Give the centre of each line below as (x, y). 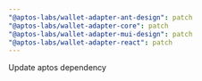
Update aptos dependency (57, 68)
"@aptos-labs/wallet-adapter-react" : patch (91, 42)
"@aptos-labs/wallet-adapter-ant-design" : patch (101, 17)
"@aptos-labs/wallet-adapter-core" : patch (88, 26)
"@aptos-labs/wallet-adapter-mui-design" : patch (101, 34)
